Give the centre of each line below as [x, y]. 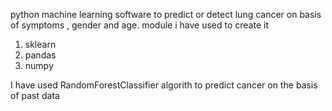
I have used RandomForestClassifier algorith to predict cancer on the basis [164, 85]
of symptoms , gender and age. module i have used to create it [139, 25]
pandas [40, 55]
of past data [35, 95]
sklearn [40, 44]
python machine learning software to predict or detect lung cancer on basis [166, 14]
